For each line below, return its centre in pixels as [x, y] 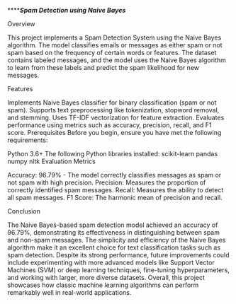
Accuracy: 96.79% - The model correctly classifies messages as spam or [114, 175]
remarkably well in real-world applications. [69, 292]
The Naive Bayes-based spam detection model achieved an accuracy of [113, 225]
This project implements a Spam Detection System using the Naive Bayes [114, 37]
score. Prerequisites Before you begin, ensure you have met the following [114, 133]
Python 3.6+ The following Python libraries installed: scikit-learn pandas [113, 154]
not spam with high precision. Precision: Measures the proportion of [107, 182]
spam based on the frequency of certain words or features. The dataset [112, 53]
